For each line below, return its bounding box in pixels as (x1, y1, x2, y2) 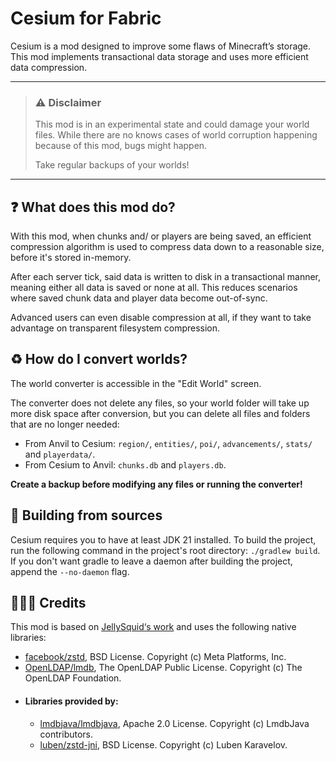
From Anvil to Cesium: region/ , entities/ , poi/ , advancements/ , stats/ (24, 437, 313, 449)
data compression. (10, 61, 88, 73)
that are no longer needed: (10, 418, 120, 430)
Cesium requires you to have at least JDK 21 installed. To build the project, (10, 533, 317, 546)
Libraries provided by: (24, 695, 119, 707)
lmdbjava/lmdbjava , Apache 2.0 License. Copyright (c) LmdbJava (39, 717, 310, 729)
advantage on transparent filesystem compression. (10, 322, 221, 334)
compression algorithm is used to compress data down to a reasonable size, (10, 241, 325, 253)
